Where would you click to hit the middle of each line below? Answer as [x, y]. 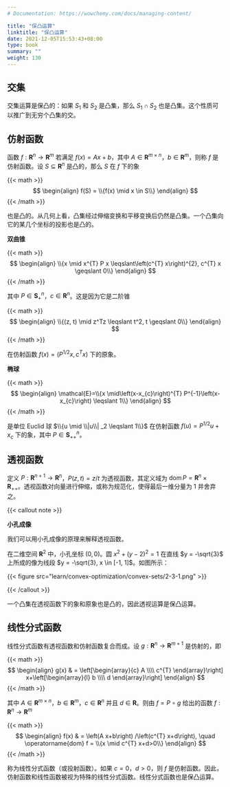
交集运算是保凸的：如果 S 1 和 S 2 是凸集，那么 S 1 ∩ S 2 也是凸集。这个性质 [110, 106]
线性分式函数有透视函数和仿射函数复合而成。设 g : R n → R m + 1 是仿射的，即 [114, 645]
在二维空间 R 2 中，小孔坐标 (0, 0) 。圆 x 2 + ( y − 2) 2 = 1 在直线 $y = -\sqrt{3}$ [115, 553]
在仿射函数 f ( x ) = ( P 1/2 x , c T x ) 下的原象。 [64, 354]
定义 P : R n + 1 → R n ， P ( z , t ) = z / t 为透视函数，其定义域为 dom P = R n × [107, 477]
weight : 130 [24, 58]
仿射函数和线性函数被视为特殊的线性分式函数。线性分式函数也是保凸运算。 [112, 777]
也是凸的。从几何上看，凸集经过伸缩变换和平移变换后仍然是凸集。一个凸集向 [115, 216]
